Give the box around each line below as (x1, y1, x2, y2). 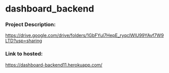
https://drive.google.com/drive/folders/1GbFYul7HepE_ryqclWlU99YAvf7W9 (5, 32, 164, 38)
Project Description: (5, 21, 56, 28)
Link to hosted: (5, 50, 43, 57)
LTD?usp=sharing (5, 38, 42, 44)
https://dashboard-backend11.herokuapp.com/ (5, 61, 103, 68)
